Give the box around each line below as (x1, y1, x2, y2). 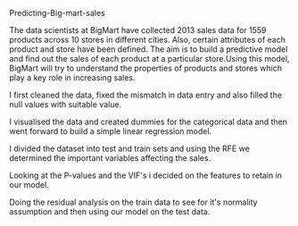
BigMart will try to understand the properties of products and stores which (9, 63, 283, 73)
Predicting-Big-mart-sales (9, 8, 105, 18)
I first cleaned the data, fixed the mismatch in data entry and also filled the (9, 89, 283, 100)
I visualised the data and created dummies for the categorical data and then (9, 116, 288, 127)
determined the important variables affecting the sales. (9, 153, 211, 163)
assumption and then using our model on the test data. (9, 206, 211, 217)
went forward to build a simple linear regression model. (9, 126, 212, 137)
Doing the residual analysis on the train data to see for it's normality (9, 197, 258, 207)
